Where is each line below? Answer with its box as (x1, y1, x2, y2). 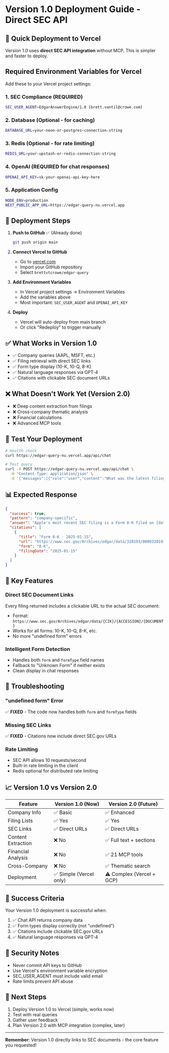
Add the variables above (20, 294, 71, 300)
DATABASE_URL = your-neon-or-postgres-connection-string (5, 128, 123, 133)
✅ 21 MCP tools (105, 851, 143, 858)
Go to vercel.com (20, 259, 56, 265)
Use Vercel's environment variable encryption (12, 968, 108, 974)
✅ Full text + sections (105, 837, 155, 844)
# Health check (5, 448, 37, 453)
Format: (12, 612, 29, 619)
